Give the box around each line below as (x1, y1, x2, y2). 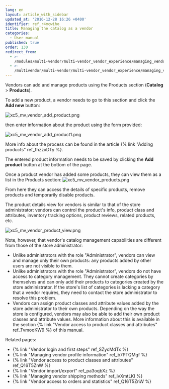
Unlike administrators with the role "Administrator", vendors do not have (12, 268, 161, 274)
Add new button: (5, 103, 40, 108)
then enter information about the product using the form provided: (5, 122, 142, 128)
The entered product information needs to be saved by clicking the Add (5, 156, 154, 162)
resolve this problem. (12, 295, 56, 301)
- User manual (10, 36, 39, 41)
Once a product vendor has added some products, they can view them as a (5, 171, 161, 177)
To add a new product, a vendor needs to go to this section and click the (5, 97, 155, 103)
